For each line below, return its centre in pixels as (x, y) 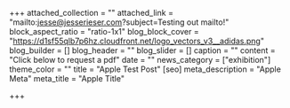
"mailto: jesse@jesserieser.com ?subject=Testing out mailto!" (119, 22)
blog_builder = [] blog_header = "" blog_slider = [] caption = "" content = (142, 50)
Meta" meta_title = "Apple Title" (67, 78)
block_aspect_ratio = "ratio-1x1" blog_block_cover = (104, 31)
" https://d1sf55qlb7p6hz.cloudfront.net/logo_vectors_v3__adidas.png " (137, 41)
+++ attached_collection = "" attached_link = (91, 13)
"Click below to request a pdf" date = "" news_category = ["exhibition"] (140, 60)
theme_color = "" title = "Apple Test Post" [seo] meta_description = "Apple (145, 69)
